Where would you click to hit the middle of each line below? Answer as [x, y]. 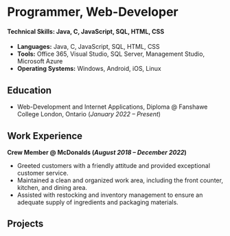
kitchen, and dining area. [52, 188]
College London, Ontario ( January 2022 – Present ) [89, 114]
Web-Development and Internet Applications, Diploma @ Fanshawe [112, 107]
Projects [25, 224]
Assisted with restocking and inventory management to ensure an [110, 195]
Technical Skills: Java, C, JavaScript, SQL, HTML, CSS [86, 31]
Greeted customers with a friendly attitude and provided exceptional [114, 166]
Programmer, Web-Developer [93, 12]
